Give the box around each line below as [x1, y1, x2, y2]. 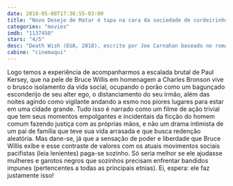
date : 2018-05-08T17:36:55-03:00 [7, 10, 104, 17]
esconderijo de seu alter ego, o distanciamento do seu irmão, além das [7, 90, 210, 98]
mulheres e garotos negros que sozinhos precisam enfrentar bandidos [7, 156, 209, 164]
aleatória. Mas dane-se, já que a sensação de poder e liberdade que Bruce [7, 134, 221, 142]
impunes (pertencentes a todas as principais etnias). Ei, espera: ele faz [7, 164, 210, 172]
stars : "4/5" [7, 36, 45, 43]
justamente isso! [7, 171, 54, 179]
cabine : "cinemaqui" [7, 49, 67, 56]
